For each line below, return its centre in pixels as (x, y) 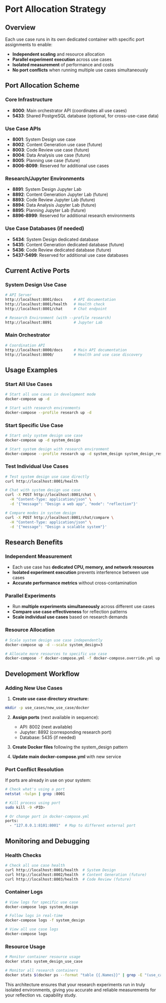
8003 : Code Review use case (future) (51, 150)
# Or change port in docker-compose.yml (47, 816)
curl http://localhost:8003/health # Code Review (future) (68, 879)
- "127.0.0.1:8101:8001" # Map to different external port (73, 826)
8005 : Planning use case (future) (46, 160)
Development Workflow (42, 674)
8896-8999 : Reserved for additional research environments (73, 216)
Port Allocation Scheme (42, 85)
